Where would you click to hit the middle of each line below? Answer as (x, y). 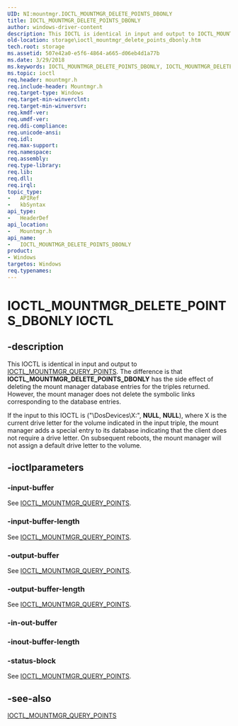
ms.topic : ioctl (31, 73)
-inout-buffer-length (44, 642)
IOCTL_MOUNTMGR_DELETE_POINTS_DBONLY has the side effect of (110, 379)
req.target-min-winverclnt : (49, 100)
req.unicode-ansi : (34, 132)
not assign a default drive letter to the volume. (74, 445)
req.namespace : (30, 152)
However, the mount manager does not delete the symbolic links (101, 394)
